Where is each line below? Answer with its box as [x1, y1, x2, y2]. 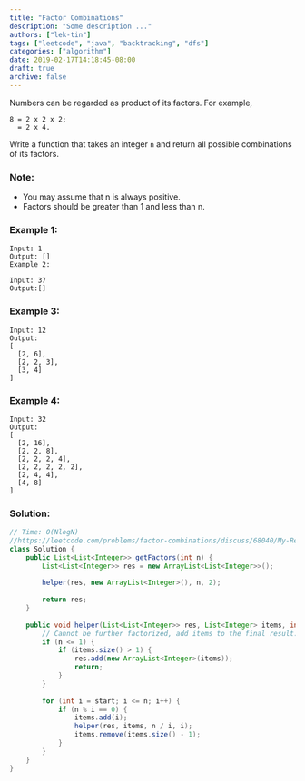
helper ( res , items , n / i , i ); [74, 722, 193, 731]
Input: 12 [9, 326, 47, 335]
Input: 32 [9, 415, 47, 424]
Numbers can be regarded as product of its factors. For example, [9, 97, 252, 108]
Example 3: [9, 305, 61, 317]
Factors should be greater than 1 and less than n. [22, 201, 206, 212]
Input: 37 [9, 276, 47, 286]
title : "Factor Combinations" [9, 13, 124, 23]
